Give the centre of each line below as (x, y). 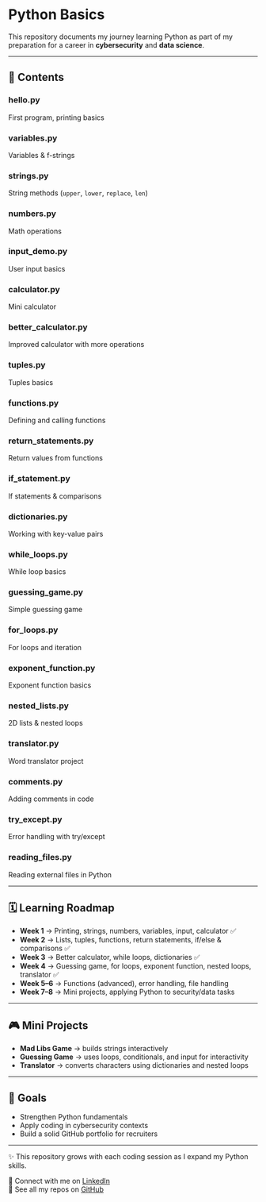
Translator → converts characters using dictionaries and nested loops (134, 1065)
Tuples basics (31, 382)
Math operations (35, 231)
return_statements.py (51, 441)
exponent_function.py (52, 668)
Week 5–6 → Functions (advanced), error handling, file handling (124, 984)
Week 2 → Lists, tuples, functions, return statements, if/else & (120, 940)
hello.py (25, 100)
